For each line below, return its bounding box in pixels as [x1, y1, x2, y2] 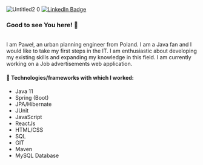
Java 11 [15, 88, 33, 95]
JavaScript [15, 113, 42, 120]
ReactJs [15, 120, 36, 127]
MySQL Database [15, 152, 59, 159]
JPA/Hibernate [15, 100, 52, 108]
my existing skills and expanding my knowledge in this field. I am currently [6, 54, 192, 61]
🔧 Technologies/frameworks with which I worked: [6, 74, 135, 81]
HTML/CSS [15, 126, 44, 133]
